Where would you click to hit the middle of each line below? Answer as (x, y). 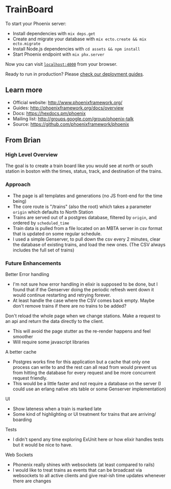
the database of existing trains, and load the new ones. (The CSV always (89, 244)
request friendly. (30, 378)
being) (19, 201)
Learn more (24, 90)
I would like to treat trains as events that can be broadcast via (77, 470)
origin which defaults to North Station (53, 212)
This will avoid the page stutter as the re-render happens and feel (82, 331)
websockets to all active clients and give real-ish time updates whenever (89, 476)
